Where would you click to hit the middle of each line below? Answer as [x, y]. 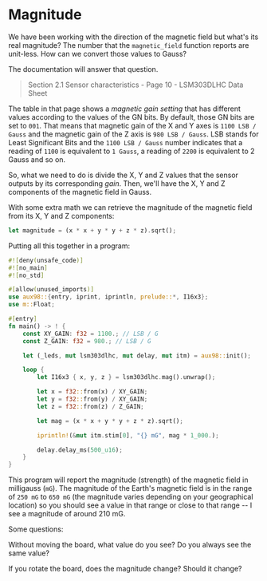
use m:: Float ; [32, 305]
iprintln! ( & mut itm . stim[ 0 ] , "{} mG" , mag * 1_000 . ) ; [128, 435]
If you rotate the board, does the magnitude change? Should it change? [125, 569]
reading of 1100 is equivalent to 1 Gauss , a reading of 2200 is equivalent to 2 [132, 151]
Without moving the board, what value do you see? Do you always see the [130, 545]
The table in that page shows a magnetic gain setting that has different [125, 109]
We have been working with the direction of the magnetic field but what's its [133, 37]
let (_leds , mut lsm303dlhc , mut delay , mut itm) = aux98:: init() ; [137, 356]
